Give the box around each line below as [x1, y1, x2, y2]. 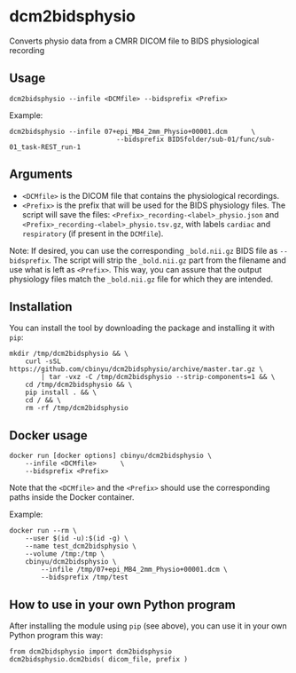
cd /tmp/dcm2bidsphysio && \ [25, 380, 133, 390]
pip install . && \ [25, 388, 97, 397]
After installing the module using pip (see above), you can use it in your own [9, 621, 287, 631]
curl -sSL [25, 357, 62, 366]
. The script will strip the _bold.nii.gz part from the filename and [48, 255, 286, 265]
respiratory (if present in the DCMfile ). [21, 228, 164, 239]
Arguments [9, 167, 74, 182]
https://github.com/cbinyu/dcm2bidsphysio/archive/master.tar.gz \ [9, 365, 264, 374]
